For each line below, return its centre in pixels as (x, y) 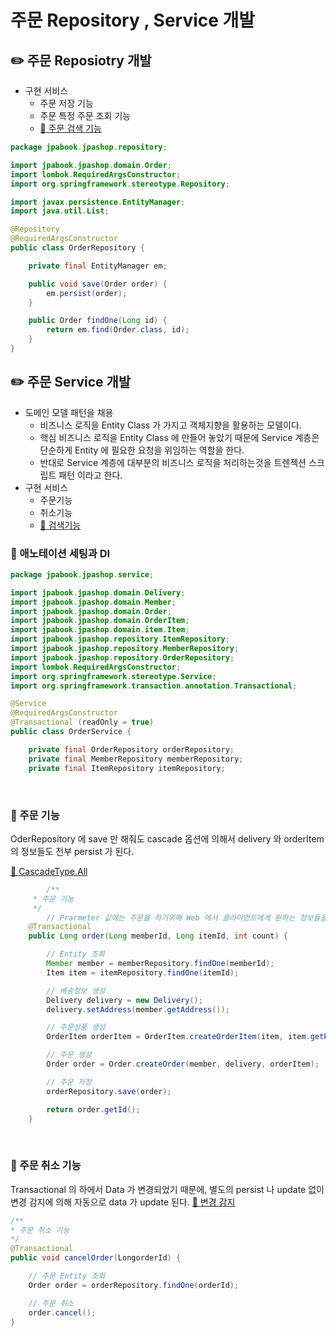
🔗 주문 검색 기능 (70, 128)
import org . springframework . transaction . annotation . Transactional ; (154, 686)
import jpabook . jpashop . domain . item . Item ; (100, 630)
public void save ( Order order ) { (98, 284)
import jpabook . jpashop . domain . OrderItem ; (100, 621)
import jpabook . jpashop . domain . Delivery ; (98, 592)
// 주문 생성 (69, 1055)
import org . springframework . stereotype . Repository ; (120, 184)
